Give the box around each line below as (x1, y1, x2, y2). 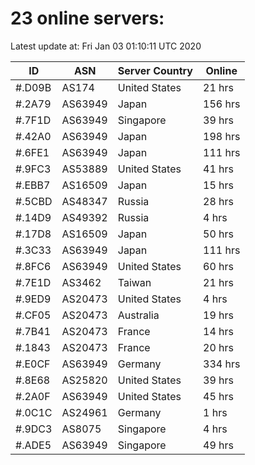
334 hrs (203, 357, 241, 371)
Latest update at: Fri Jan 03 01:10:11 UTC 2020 (10, 40, 202, 52)
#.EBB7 (15, 178, 51, 192)
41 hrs (203, 162, 234, 176)
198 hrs (203, 129, 241, 143)
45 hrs (203, 389, 234, 403)
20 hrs (203, 340, 234, 354)
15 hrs (203, 178, 234, 192)
